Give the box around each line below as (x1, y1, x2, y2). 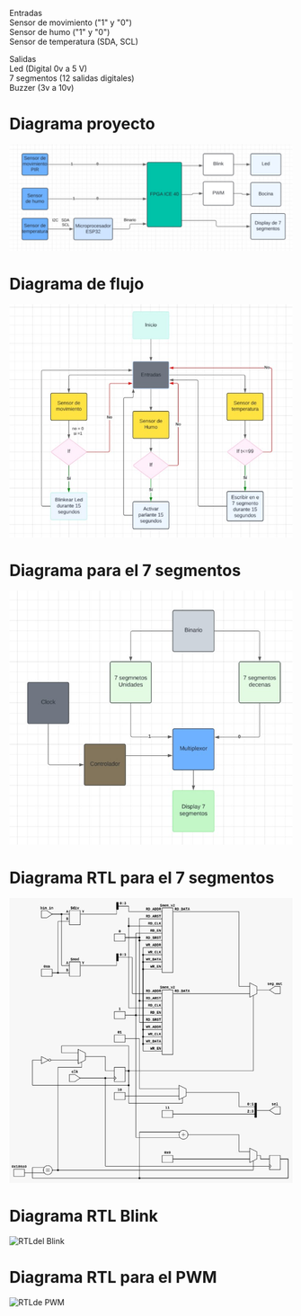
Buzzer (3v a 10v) (9, 83, 75, 93)
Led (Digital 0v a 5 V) (9, 63, 88, 74)
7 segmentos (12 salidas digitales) (9, 73, 135, 84)
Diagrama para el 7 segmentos (9, 560, 241, 581)
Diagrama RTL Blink (9, 1206, 159, 1226)
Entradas (9, 8, 43, 18)
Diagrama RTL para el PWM (9, 1267, 217, 1288)
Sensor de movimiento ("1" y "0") (9, 17, 133, 28)
